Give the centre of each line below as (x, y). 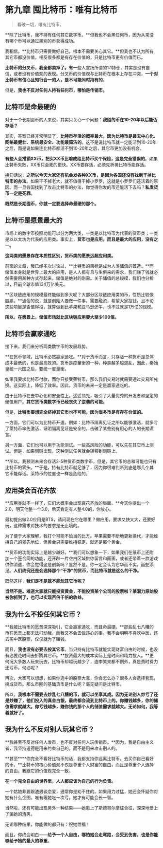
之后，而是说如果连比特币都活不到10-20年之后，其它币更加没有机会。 (74, 148)
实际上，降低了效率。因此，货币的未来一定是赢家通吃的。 (75, 386)
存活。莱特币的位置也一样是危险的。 (54, 474)
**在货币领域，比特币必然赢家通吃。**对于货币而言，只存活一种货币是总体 (80, 357)
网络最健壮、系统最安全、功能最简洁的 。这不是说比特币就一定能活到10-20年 (81, 142)
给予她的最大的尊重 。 (30, 841)
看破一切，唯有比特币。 (40, 24)
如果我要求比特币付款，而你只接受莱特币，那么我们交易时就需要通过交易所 (79, 379)
